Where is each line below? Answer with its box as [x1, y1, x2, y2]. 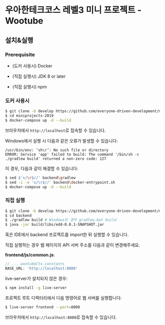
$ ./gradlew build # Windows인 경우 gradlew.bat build [5, 217, 117, 223]
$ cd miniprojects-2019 [5, 114, 54, 118]
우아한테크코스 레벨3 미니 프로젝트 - [5, 4, 142, 16]
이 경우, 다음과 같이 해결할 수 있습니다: [5, 165, 79, 171]
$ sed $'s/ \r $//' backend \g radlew [5, 175, 76, 180]
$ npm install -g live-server [5, 285, 67, 290]
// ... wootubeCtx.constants [5, 262, 65, 266]
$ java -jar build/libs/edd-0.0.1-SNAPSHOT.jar [5, 222, 105, 227]
